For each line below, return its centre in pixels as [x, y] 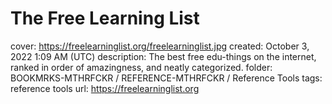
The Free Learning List [105, 18]
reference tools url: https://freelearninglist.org [105, 88]
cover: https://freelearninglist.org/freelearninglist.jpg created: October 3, [160, 46]
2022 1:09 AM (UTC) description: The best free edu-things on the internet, [163, 56]
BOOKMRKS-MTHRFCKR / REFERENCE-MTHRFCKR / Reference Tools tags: [166, 78]
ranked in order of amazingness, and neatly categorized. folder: [141, 67]
